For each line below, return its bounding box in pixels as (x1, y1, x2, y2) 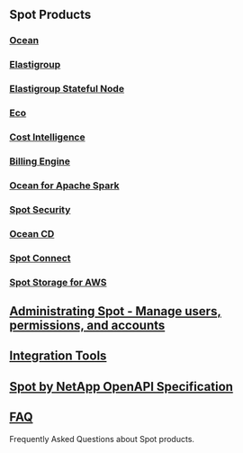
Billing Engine (9, 155, 70, 168)
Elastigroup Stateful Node (9, 83, 124, 95)
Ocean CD (9, 227, 55, 240)
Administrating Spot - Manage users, (9, 304, 222, 319)
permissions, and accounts (9, 317, 166, 332)
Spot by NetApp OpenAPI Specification (9, 378, 234, 394)
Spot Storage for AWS (9, 276, 107, 288)
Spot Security (9, 203, 71, 215)
